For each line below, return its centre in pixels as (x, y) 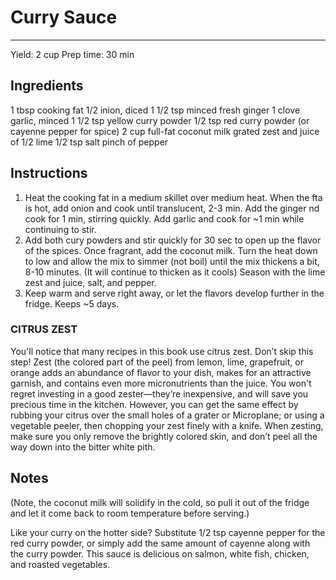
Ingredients (47, 86)
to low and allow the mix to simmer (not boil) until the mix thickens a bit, (172, 261)
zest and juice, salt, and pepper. (90, 282)
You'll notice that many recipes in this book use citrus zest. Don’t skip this (162, 351)
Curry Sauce (64, 17)
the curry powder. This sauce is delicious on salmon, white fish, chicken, (160, 553)
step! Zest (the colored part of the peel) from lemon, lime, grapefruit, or (157, 362)
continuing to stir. (60, 229)
